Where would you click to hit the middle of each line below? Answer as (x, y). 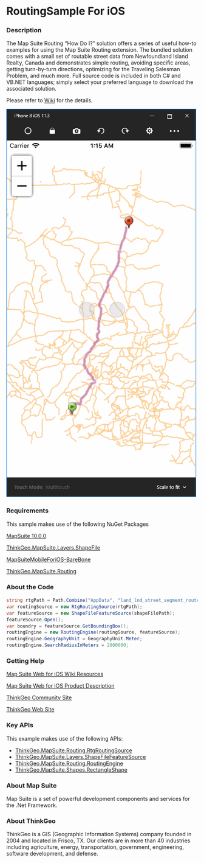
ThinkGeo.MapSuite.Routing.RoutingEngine (69, 763)
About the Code (30, 587)
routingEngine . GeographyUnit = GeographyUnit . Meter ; (74, 639)
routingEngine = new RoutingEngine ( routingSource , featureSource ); (93, 632)
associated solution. (31, 89)
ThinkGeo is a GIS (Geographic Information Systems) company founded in (99, 834)
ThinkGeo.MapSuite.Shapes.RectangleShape (71, 770)
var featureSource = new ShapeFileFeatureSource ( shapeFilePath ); (90, 613)
